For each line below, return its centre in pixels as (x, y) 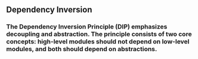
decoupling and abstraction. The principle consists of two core (99, 34)
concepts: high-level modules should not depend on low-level (98, 42)
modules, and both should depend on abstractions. (82, 49)
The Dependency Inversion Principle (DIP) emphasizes (87, 27)
